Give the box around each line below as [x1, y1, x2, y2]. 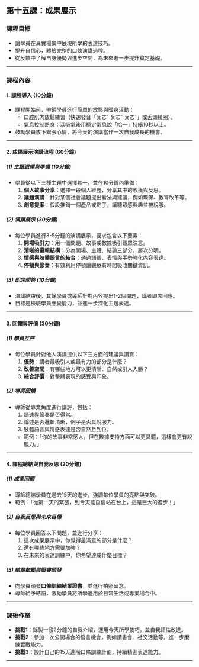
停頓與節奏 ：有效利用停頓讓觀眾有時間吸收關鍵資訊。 [23, 262, 154, 269]
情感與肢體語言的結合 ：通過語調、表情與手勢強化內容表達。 [23, 254, 169, 262]
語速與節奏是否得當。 [23, 411, 76, 418]
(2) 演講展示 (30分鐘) [6, 215, 58, 223]
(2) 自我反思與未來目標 [6, 514, 62, 520]
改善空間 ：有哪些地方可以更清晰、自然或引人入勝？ [23, 365, 149, 372]
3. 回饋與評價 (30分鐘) [6, 320, 61, 327]
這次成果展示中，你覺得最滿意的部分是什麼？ [23, 537, 133, 544]
